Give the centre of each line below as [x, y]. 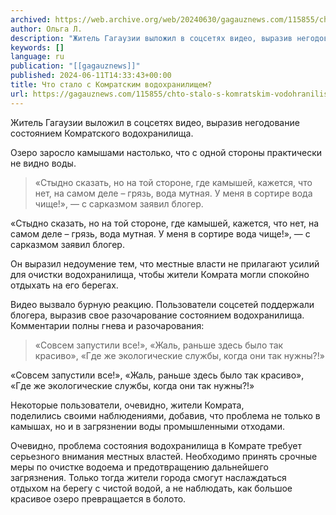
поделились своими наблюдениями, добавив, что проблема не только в [165, 415]
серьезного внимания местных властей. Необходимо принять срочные [164, 456]
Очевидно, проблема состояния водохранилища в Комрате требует [156, 445]
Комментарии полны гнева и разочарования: [107, 325]
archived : [31, 19]
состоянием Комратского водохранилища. [102, 133]
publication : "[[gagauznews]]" [75, 66]
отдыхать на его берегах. [64, 285]
